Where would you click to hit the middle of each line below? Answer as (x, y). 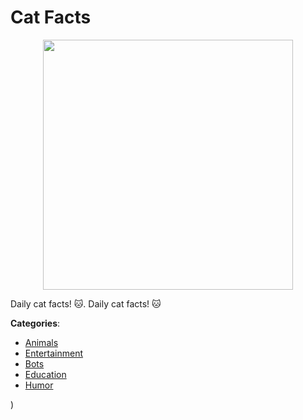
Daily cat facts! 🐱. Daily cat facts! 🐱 (86, 303)
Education (45, 374)
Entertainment (54, 353)
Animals (41, 342)
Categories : (35, 323)
